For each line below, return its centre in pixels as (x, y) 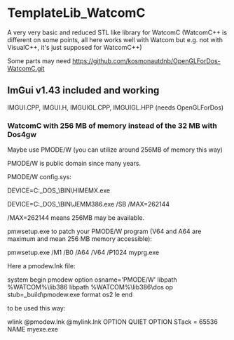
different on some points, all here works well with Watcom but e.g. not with (115, 39)
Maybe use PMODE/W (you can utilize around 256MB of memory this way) (115, 150)
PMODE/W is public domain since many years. (74, 164)
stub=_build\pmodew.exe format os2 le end (70, 295)
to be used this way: (36, 308)
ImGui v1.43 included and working (83, 90)
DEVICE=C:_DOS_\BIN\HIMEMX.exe (59, 190)
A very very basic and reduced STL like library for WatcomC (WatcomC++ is (117, 32)
